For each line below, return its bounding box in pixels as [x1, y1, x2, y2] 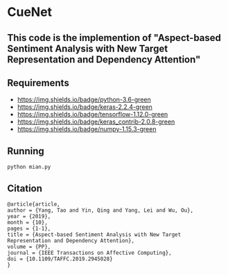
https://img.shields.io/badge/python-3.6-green [17, 95, 151, 104]
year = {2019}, [7, 213, 51, 220]
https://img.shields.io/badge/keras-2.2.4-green [17, 103, 152, 111]
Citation [7, 182, 43, 194]
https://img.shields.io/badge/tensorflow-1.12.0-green [17, 110, 168, 119]
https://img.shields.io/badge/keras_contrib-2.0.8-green [17, 117, 175, 126]
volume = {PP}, [7, 244, 51, 251]
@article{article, [7, 201, 60, 208]
